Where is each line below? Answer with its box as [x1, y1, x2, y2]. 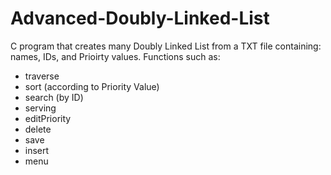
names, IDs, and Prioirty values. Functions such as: [10, 50, 221, 62]
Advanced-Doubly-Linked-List [10, 7, 270, 30]
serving [24, 102, 57, 114]
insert [24, 144, 50, 156]
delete [24, 123, 52, 135]
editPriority [24, 112, 72, 124]
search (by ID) [24, 91, 84, 103]
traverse [24, 70, 60, 82]
